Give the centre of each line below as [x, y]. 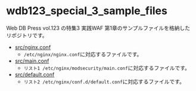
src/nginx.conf [33, 47]
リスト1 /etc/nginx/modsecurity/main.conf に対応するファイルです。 [107, 68]
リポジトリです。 [27, 35]
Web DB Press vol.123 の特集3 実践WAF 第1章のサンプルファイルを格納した [98, 28]
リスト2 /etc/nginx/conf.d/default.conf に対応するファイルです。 [104, 82]
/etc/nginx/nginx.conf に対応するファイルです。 [83, 54]
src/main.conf [32, 61]
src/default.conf [35, 74]
